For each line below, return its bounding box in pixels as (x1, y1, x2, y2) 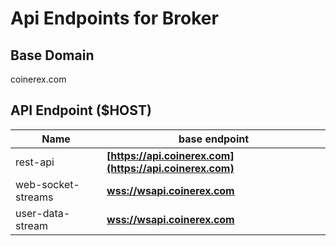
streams (15, 190, 54, 204)
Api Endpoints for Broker (10, 7, 219, 30)
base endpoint (178, 132, 250, 146)
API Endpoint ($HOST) (10, 102, 152, 119)
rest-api (15, 155, 55, 169)
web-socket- (15, 177, 80, 191)
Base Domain (10, 47, 95, 64)
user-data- (15, 206, 71, 220)
